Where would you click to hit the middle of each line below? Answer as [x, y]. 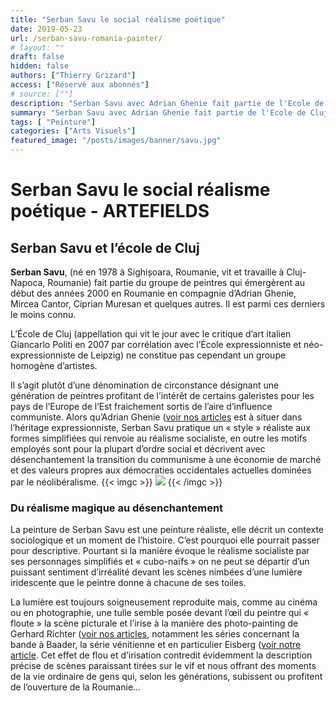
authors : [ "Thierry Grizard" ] [73, 76]
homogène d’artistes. [54, 365]
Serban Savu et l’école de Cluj [105, 247]
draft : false [37, 57]
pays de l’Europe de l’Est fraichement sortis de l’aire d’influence [141, 406]
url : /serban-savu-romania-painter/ [86, 38]
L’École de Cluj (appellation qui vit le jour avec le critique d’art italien [151, 334]
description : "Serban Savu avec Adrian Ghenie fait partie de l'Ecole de [167, 103]
